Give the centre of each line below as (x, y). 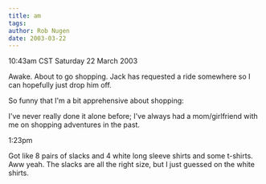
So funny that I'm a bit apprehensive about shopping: (96, 100)
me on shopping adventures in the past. (74, 125)
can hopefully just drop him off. (60, 85)
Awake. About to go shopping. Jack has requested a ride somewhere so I (129, 76)
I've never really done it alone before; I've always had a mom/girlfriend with (133, 117)
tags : (17, 23)
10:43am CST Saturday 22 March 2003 (73, 61)
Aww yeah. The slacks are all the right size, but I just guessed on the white (132, 165)
